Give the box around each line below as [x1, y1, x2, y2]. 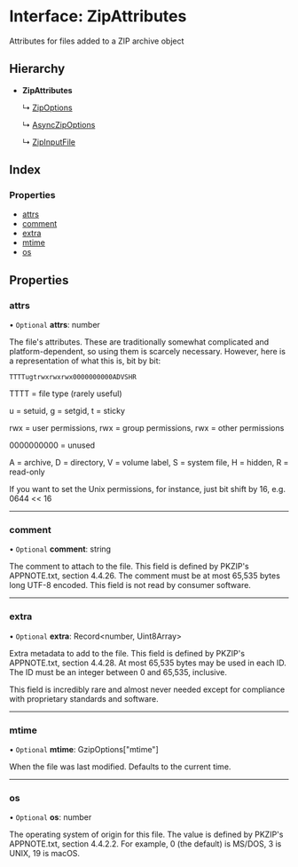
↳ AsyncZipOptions [21, 119, 96, 130]
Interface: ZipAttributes [9, 6, 187, 27]
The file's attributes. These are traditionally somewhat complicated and [9, 337, 270, 347]
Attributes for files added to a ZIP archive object [9, 36, 184, 46]
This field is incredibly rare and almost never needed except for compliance [9, 684, 286, 695]
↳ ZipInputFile [21, 136, 75, 147]
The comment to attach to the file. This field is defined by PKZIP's [9, 561, 250, 572]
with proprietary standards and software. [9, 693, 159, 704]
